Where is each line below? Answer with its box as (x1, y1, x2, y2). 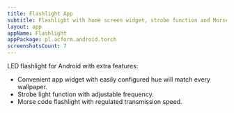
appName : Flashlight (7, 29, 68, 37)
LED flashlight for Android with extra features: (7, 62, 139, 70)
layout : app (7, 23, 42, 30)
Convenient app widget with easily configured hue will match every (17, 75, 211, 84)
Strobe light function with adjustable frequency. (17, 90, 155, 98)
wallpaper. (17, 83, 47, 91)
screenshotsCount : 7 (7, 43, 68, 50)
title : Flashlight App (7, 10, 73, 17)
